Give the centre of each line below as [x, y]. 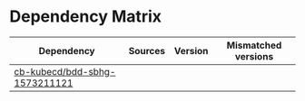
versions [254, 56]
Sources [147, 50]
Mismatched [254, 45]
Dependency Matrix [85, 17]
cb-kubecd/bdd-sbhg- [65, 71]
